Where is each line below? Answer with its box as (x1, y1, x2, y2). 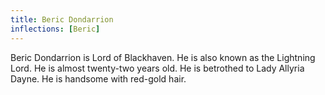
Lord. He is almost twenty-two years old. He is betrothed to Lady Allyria (10, 62, 305, 74)
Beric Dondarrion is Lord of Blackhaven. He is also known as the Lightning (10, 51, 316, 63)
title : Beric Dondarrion (10, 14, 114, 25)
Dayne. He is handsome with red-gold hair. (10, 72, 187, 85)
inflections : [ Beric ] (10, 24, 101, 34)
